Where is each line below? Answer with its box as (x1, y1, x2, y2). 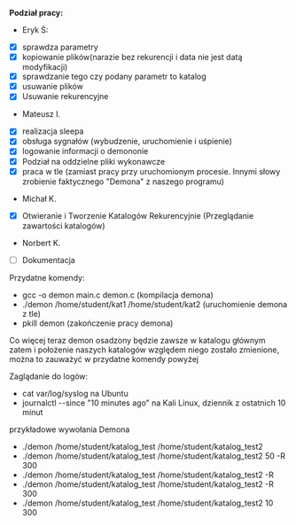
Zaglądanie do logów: (9, 371, 89, 382)
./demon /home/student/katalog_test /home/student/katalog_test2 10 (21, 498, 274, 508)
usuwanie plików (21, 81, 84, 92)
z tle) (21, 308, 42, 319)
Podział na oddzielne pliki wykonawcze (21, 156, 166, 166)
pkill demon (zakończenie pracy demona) (21, 318, 174, 328)
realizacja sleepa (21, 126, 84, 136)
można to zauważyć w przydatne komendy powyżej (9, 353, 199, 364)
